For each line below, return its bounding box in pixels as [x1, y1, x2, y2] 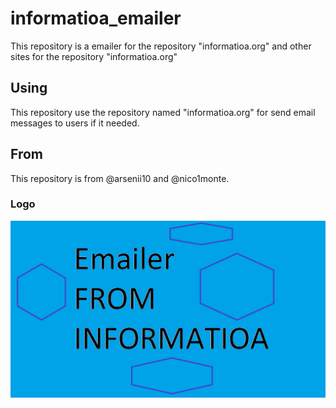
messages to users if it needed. [10, 117, 140, 129]
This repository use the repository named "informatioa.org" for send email [10, 106, 316, 118]
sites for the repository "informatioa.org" [10, 50, 178, 62]
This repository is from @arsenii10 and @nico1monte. [10, 172, 230, 184]
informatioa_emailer [10, 7, 182, 30]
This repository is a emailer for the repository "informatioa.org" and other [10, 40, 312, 52]
